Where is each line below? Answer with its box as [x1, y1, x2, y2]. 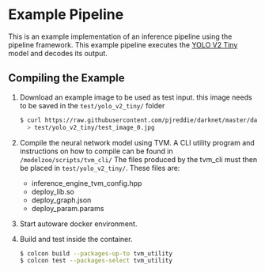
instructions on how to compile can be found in [19, 146, 174, 156]
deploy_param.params [31, 203, 104, 213]
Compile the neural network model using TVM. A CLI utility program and [19, 138, 255, 147]
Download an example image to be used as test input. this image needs [19, 93, 252, 102]
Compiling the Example [8, 71, 125, 85]
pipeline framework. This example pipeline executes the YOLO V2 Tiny [8, 40, 238, 49]
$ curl [19, 116, 42, 124]
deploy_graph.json [31, 195, 92, 205]
